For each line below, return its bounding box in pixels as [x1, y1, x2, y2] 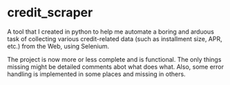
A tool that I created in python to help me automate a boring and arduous [7, 27, 214, 36]
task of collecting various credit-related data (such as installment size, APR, [7, 34, 222, 42]
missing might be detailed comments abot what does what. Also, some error [7, 62, 224, 71]
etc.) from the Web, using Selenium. [7, 42, 110, 50]
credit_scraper [7, 5, 93, 21]
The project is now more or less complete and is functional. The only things [7, 55, 222, 63]
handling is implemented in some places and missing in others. [7, 70, 186, 78]
